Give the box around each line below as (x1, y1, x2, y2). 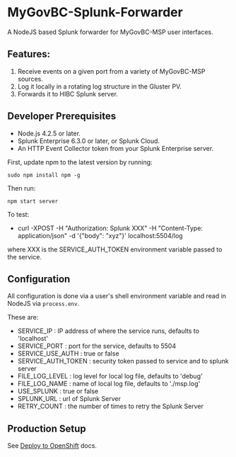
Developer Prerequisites (7, 111, 117, 123)
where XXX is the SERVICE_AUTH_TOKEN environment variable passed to (7, 245, 223, 254)
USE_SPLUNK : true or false (17, 387, 99, 395)
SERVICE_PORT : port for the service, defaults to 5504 (17, 342, 177, 351)
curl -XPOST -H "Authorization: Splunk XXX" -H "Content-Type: (17, 224, 203, 232)
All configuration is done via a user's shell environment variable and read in (7, 292, 227, 300)
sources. (17, 74, 44, 83)
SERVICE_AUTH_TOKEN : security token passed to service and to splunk (17, 357, 229, 366)
